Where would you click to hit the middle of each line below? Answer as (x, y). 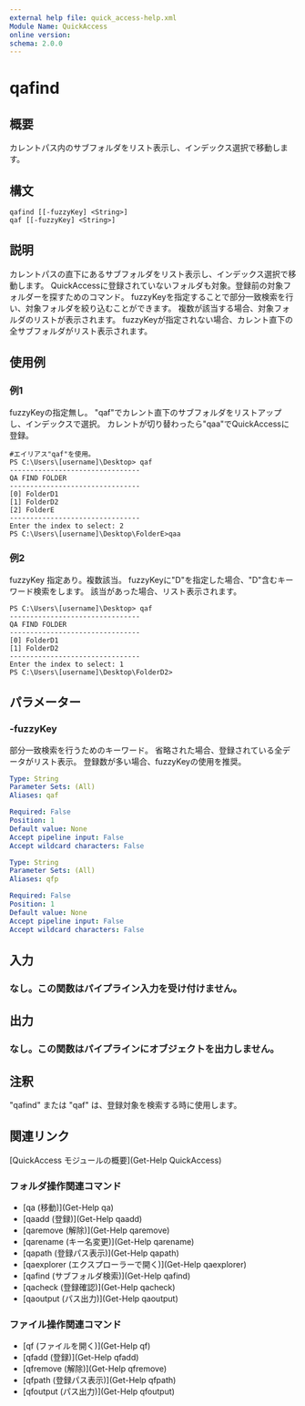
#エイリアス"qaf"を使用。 (52, 454)
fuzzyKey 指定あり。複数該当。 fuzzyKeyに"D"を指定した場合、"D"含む (143, 580)
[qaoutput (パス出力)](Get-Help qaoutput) (101, 1298)
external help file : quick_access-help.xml (93, 18)
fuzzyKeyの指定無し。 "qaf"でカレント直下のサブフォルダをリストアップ (146, 412)
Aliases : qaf (34, 795)
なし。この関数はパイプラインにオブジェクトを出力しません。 (144, 1049)
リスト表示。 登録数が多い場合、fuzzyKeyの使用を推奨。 (140, 761)
